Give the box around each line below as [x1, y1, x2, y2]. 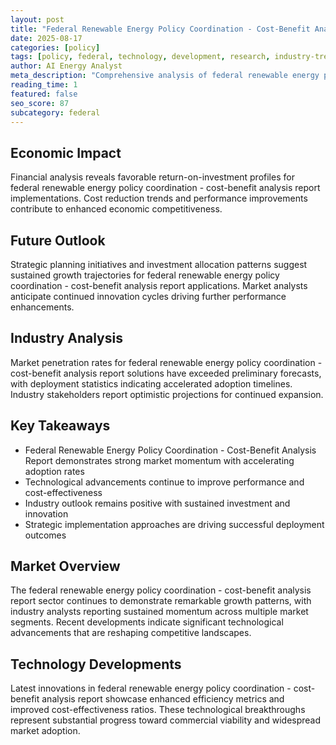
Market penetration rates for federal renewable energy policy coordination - [10, 356, 323, 368]
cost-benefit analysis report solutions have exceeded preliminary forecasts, [10, 367, 322, 379]
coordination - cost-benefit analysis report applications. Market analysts [10, 280, 308, 291]
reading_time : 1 [10, 80, 78, 90]
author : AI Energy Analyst [10, 61, 123, 71]
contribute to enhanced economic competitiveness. [10, 203, 223, 215]
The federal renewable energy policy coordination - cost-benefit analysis [10, 584, 312, 596]
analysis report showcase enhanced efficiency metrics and [41, 693, 285, 705]
